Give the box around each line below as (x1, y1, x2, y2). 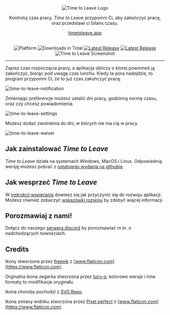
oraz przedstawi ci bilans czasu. (51, 20, 119, 26)
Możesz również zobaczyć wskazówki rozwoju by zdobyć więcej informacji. (5, 197, 163, 203)
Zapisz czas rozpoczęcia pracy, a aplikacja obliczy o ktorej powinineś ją (5, 65, 155, 71)
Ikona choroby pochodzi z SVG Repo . (5, 289, 83, 295)
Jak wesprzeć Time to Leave (5, 178, 98, 187)
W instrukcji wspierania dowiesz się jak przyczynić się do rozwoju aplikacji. (5, 192, 162, 198)
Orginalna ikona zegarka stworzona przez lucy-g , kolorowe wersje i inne (5, 274, 156, 280)
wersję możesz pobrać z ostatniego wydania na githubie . (5, 163, 124, 169)
